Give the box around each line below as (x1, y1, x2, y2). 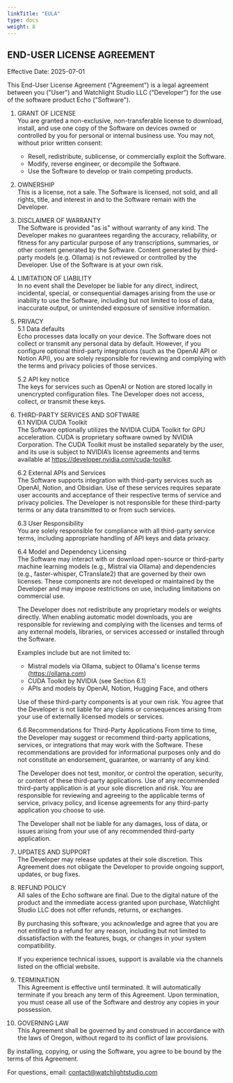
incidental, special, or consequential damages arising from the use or (17, 289, 216, 297)
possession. (17, 1006, 52, 1014)
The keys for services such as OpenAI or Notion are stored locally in (17, 382, 214, 391)
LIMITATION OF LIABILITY (17, 274, 92, 283)
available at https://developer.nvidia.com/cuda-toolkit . (17, 455, 172, 464)
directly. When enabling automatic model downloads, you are (17, 613, 193, 621)
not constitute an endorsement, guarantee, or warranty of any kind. (17, 756, 211, 764)
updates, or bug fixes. (17, 870, 81, 878)
